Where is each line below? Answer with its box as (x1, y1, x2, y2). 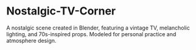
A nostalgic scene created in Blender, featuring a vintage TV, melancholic (6, 24, 191, 31)
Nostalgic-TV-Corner (6, 4, 116, 18)
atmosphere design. (6, 37, 57, 44)
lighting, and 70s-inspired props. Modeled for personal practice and (6, 30, 177, 37)
